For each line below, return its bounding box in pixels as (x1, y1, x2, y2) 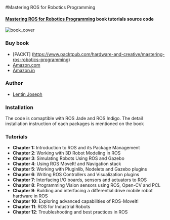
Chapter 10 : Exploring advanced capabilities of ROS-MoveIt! (12, 198, 139, 204)
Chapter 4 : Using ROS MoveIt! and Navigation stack (12, 161, 121, 167)
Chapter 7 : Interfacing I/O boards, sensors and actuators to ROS (12, 177, 147, 183)
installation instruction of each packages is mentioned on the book (5, 121, 144, 127)
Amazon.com (12, 62, 40, 68)
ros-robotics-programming (12, 57, 69, 63)
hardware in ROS (12, 193, 48, 199)
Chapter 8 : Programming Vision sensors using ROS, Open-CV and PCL (12, 182, 161, 188)
